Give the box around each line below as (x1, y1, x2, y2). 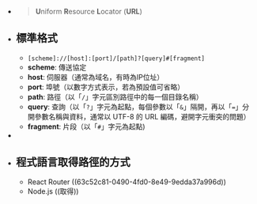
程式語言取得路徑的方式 (15, 156, 130, 169)
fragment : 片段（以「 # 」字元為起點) (27, 122, 146, 131)
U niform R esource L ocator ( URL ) (35, 7, 142, 16)
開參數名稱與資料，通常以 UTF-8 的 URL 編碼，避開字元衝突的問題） (27, 111, 251, 121)
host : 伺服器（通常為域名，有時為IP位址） (27, 72, 164, 81)
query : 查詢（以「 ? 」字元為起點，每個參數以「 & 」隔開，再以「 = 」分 (27, 102, 250, 111)
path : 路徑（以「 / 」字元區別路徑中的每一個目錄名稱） (27, 92, 203, 101)
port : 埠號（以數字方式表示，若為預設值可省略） (27, 82, 185, 92)
